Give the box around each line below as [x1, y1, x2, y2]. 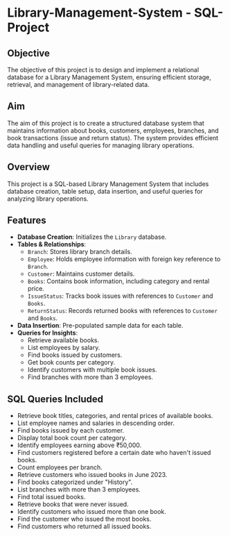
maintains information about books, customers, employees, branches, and [7, 126, 220, 135]
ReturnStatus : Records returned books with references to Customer [27, 307, 218, 315]
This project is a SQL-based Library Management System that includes [7, 179, 209, 188]
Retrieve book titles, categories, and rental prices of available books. [17, 412, 213, 420]
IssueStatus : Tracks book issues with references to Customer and [27, 292, 213, 300]
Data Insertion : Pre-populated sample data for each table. [17, 321, 184, 330]
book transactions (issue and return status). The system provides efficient [7, 133, 219, 142]
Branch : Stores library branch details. [27, 248, 133, 256]
